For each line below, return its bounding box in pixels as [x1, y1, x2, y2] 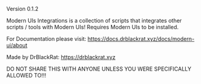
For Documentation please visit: [6, 35, 87, 42]
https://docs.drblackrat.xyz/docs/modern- [88, 35, 195, 42]
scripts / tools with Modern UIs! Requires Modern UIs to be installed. [6, 24, 179, 30]
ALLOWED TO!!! [6, 72, 47, 79]
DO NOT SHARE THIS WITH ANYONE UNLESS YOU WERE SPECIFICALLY [6, 65, 192, 72]
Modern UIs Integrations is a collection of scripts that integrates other [6, 17, 182, 24]
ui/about [6, 42, 28, 49]
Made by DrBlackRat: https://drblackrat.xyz [6, 54, 116, 60]
